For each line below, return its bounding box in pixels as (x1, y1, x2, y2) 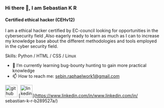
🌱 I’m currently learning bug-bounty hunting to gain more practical (12, 63, 147, 69)
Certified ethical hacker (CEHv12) (5, 17, 75, 23)
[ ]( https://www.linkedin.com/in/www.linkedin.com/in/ (18, 93, 138, 99)
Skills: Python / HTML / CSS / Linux (5, 53, 77, 59)
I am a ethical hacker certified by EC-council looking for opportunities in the (5, 28, 159, 34)
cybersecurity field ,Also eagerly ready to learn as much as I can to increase (5, 33, 160, 39)
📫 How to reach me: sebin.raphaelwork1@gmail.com (12, 73, 120, 79)
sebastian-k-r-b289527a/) (5, 98, 58, 104)
